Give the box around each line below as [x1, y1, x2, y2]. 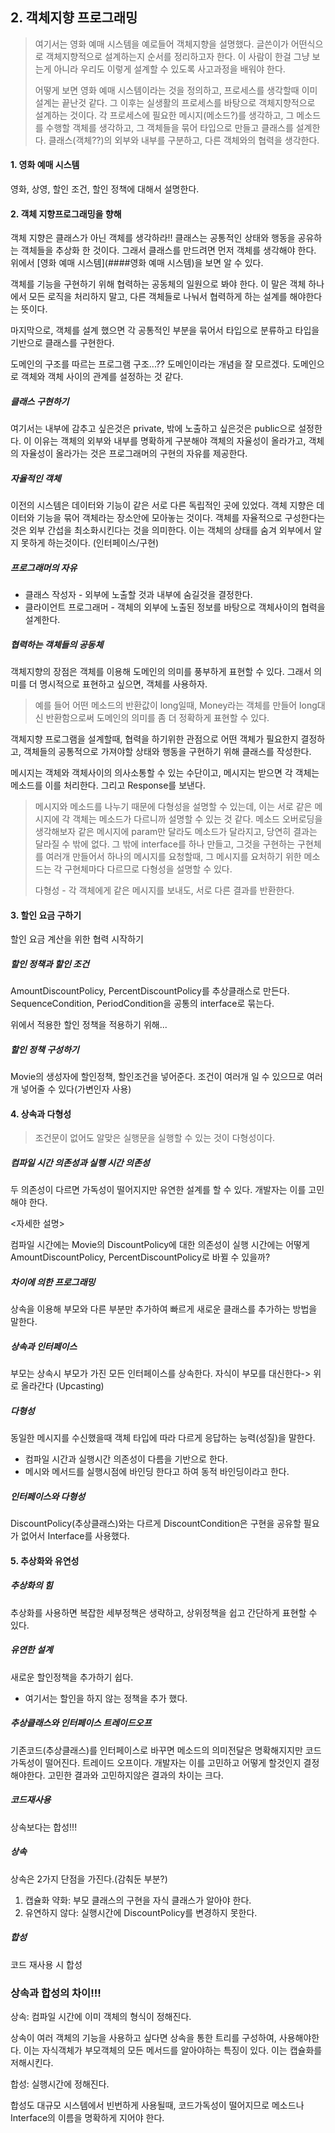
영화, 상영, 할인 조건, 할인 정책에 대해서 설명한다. [10, 183, 200, 195]
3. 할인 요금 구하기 [10, 909, 82, 921]
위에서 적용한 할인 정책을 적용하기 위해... [10, 1019, 168, 1031]
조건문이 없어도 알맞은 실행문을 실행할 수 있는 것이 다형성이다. [34, 1132, 276, 1144]
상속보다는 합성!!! [10, 1821, 78, 1833]
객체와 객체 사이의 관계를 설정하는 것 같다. [20, 371, 184, 383]
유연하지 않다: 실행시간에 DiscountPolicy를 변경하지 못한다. [24, 1906, 258, 1918]
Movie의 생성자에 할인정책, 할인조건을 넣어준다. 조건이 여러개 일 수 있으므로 [10, 1071, 305, 1083]
